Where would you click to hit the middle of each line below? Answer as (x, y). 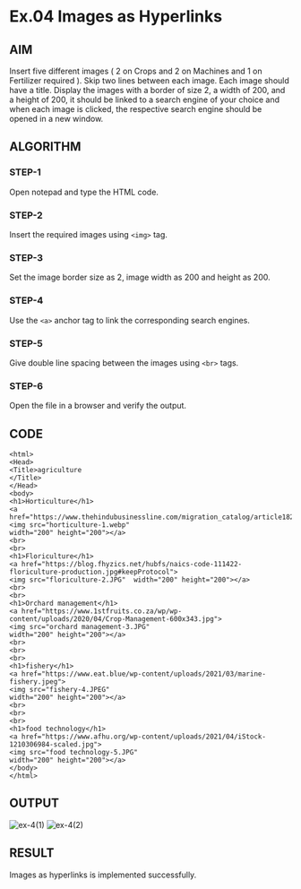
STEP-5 (26, 343)
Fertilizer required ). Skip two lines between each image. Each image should (149, 81)
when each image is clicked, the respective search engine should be (136, 109)
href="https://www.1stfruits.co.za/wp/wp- (101, 611)
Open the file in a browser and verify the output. (98, 406)
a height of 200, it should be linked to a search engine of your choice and (145, 99)
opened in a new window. (56, 119)
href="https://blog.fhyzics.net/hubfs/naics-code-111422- (132, 564)
